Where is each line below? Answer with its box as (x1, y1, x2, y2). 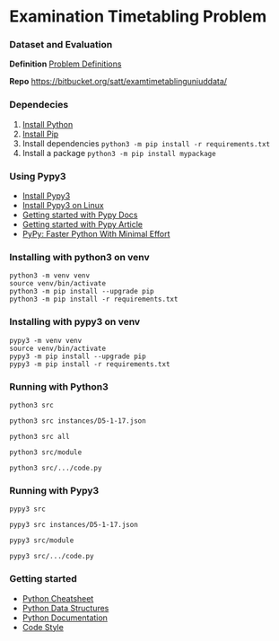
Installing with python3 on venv (9, 251, 150, 263)
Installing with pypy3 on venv (9, 316, 141, 329)
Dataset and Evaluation (9, 39, 113, 51)
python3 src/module (9, 447, 83, 457)
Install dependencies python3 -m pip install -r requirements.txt (22, 137, 271, 149)
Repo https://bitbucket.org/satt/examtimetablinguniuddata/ (9, 76, 227, 87)
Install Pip (22, 128, 59, 139)
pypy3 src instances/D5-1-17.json (9, 521, 139, 530)
